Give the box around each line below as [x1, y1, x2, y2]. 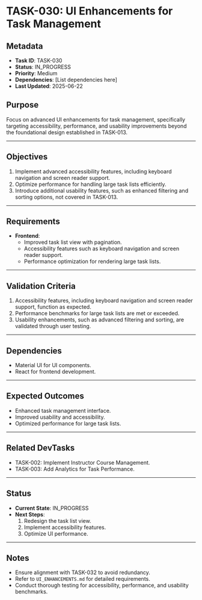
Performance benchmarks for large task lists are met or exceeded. [14, 310, 180, 317]
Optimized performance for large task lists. [14, 419, 121, 427]
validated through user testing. [14, 323, 91, 330]
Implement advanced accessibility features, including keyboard [14, 167, 173, 175]
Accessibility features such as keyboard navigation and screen [23, 245, 179, 252]
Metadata [6, 41, 43, 51]
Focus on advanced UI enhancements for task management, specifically [6, 116, 185, 123]
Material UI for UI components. [14, 362, 91, 369]
